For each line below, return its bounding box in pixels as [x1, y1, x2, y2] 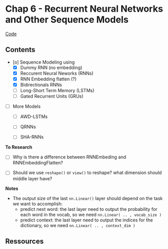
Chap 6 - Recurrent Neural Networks [5, 3, 163, 15]
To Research [5, 144, 33, 150]
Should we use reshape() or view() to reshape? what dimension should [12, 170, 162, 176]
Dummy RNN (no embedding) [20, 64, 82, 70]
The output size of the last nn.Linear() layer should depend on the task [12, 195, 163, 201]
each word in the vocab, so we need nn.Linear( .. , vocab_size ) [20, 211, 162, 217]
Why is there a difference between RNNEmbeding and [12, 154, 126, 160]
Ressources [5, 237, 44, 245]
